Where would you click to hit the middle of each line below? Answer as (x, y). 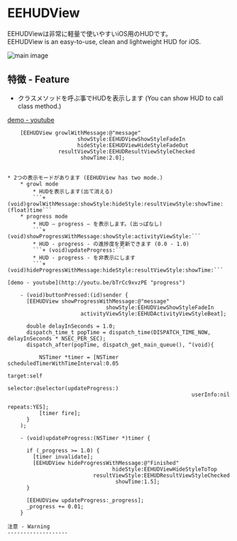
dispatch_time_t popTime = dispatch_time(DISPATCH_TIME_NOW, (118, 332)
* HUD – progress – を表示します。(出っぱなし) (98, 224)
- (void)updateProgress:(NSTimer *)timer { (86, 438)
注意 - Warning (29, 526)
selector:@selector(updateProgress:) (63, 388)
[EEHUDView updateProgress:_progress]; (85, 500)
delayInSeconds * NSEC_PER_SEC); (57, 338)
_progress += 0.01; (55, 506)
